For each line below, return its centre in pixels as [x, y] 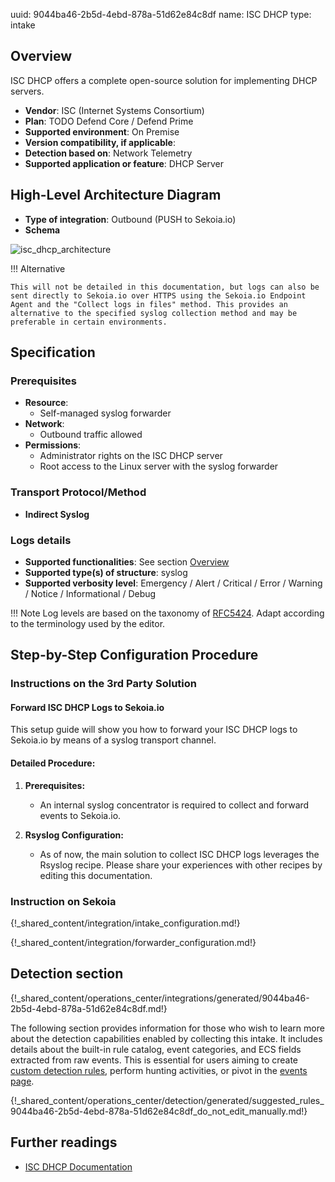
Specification [53, 352]
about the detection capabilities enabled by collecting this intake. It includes [166, 1038]
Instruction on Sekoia [63, 901]
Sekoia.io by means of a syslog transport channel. [113, 740]
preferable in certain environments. [89, 322]
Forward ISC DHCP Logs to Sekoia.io [87, 707]
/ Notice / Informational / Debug [90, 593]
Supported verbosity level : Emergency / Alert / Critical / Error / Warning [173, 583]
